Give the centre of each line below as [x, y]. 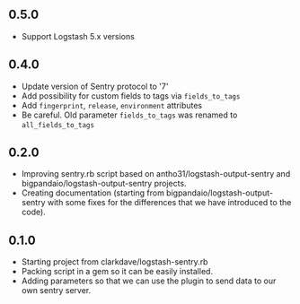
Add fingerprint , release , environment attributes [112, 105]
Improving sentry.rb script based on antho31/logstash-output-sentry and [156, 174]
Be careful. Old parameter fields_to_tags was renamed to [129, 115]
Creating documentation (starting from [93, 193]
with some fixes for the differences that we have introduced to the [169, 203]
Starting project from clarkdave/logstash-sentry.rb [115, 262]
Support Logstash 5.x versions [78, 36]
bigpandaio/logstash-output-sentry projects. [104, 184]
